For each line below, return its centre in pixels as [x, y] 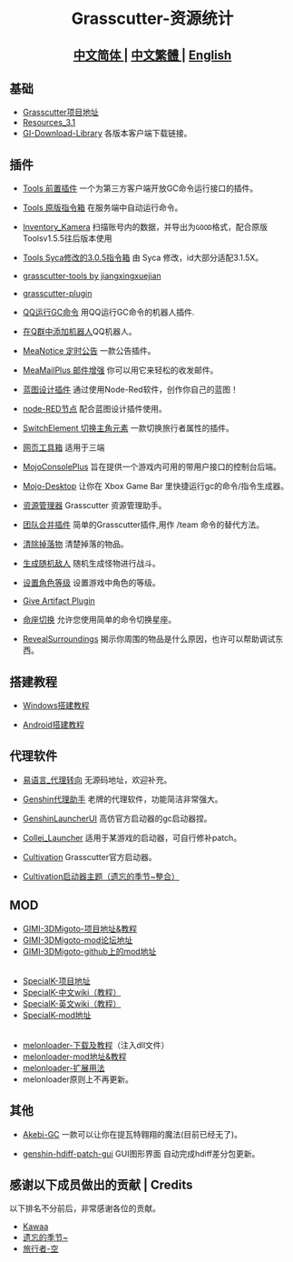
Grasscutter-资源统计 [152, 19]
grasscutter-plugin [57, 294]
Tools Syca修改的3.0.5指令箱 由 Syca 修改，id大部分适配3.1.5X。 [143, 258]
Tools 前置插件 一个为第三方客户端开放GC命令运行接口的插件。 [140, 188]
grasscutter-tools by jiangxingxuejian [92, 276]
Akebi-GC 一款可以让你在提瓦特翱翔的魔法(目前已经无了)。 [132, 1134]
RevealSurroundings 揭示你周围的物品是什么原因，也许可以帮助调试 [149, 639]
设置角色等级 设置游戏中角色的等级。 [91, 583]
